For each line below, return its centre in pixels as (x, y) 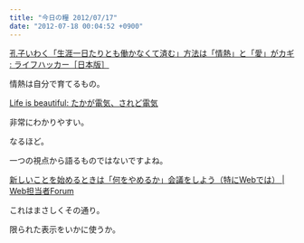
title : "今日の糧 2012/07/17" (63, 18)
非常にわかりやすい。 (49, 122)
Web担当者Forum (42, 191)
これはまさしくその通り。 (57, 210)
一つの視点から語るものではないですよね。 (89, 160)
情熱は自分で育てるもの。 (57, 83)
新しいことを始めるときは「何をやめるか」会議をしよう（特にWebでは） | (147, 179)
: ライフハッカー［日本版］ (59, 64)
